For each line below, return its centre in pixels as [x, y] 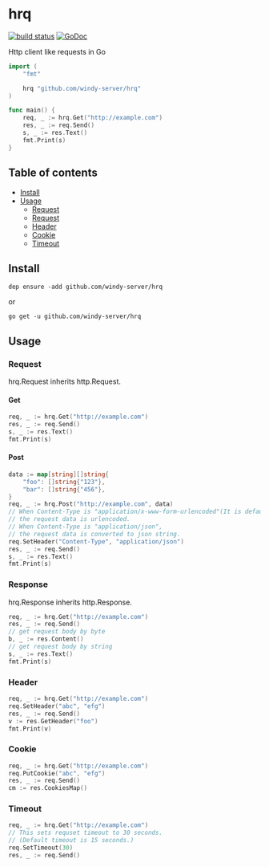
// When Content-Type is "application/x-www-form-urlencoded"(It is [125, 512]
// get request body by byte [57, 632]
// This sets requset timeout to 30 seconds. [85, 833]
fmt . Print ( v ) [30, 729]
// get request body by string [60, 647]
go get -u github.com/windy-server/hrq [75, 317]
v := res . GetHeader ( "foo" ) [53, 721]
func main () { [32, 110]
